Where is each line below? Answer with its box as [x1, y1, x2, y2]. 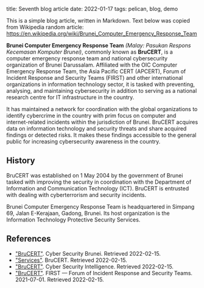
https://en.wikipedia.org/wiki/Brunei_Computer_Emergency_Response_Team [6, 30, 197, 37]
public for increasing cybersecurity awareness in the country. [6, 138, 161, 145]
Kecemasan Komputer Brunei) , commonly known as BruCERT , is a [6, 48, 174, 56]
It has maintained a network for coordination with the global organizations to [6, 106, 198, 112]
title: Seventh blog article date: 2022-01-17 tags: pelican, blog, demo [6, 5, 178, 12]
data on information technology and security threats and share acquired [6, 125, 187, 132]
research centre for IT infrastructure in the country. [6, 94, 135, 101]
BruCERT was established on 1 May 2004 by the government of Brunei [6, 171, 183, 179]
